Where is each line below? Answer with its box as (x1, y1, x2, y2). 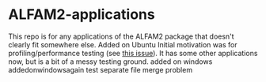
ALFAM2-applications (8, 6, 156, 24)
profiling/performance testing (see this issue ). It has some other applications (8, 48, 258, 58)
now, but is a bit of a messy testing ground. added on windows (8, 57, 213, 66)
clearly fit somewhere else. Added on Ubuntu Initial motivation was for (8, 39, 237, 49)
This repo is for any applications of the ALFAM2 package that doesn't (8, 32, 235, 41)
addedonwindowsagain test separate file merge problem (8, 65, 192, 74)
